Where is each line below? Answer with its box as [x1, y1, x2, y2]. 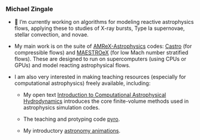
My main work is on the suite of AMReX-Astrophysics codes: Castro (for [14, 42, 192, 50]
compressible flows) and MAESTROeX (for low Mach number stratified [14, 49, 189, 56]
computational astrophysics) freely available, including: [14, 80, 151, 87]
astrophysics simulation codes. [23, 104, 100, 111]
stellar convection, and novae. [14, 31, 89, 38]
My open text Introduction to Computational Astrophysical [23, 92, 166, 99]
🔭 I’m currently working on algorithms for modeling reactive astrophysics [14, 19, 194, 26]
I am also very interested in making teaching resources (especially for [14, 74, 186, 81]
